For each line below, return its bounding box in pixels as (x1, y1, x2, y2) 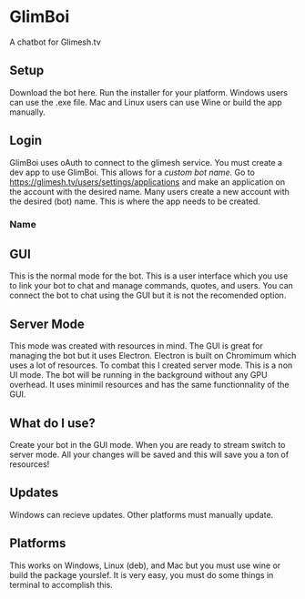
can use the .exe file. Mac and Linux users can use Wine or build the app (9, 96, 282, 107)
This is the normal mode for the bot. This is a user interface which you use (9, 270, 289, 281)
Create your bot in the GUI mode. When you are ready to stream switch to (9, 439, 286, 450)
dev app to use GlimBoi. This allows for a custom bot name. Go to (9, 167, 255, 178)
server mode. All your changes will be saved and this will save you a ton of (9, 449, 290, 460)
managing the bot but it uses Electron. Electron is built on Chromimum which (9, 350, 297, 361)
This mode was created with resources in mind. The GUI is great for (9, 340, 264, 351)
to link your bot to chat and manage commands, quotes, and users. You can (9, 280, 294, 291)
